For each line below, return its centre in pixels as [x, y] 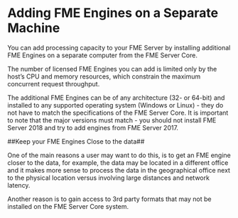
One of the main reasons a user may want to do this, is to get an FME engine [119, 155]
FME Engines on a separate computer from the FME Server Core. [102, 55]
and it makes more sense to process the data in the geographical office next [119, 170]
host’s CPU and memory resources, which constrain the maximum [104, 76]
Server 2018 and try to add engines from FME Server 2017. [93, 127]
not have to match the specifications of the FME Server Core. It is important [118, 113]
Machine [34, 28]
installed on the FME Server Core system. [68, 206]
